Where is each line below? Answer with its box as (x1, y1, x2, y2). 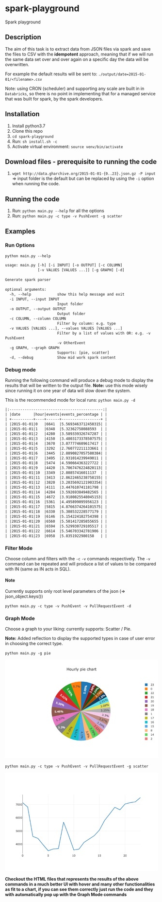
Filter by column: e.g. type (57, 321, 116, 326)
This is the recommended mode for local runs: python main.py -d (5, 397, 136, 403)
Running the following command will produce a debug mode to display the (5, 377, 154, 383)
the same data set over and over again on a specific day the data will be (5, 56, 149, 62)
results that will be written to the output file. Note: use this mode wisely (5, 383, 148, 389)
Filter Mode (5, 545, 33, 552)
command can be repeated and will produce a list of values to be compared (5, 561, 156, 567)
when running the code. (12, 181, 60, 187)
